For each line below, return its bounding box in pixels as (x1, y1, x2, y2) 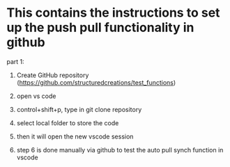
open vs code (16, 92, 56, 100)
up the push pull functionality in (6, 19, 194, 35)
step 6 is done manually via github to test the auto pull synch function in (16, 145, 224, 154)
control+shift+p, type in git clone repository (16, 105, 142, 113)
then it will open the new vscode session (16, 132, 134, 141)
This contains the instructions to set (6, 5, 220, 21)
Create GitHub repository (16, 71, 89, 79)
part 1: (6, 57, 25, 65)
